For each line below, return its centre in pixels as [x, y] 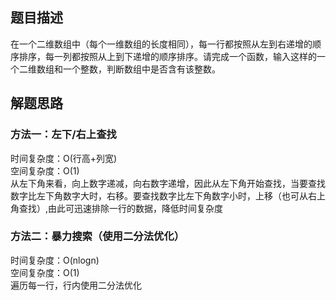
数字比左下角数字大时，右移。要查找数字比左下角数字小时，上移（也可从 [159, 195]
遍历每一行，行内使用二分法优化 [76, 285]
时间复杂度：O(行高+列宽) [64, 158]
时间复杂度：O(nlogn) [55, 260]
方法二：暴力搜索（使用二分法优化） [97, 236]
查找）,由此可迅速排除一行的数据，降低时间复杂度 [121, 208]
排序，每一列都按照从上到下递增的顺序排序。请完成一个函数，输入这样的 [167, 56]
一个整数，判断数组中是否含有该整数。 [141, 69]
